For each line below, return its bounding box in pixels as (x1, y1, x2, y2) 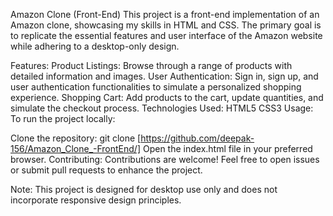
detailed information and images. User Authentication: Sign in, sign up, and (10, 70, 319, 82)
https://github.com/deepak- (140, 132, 255, 144)
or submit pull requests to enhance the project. (10, 164, 203, 176)
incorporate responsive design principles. (10, 194, 182, 206)
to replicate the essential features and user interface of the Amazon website (10, 30, 323, 41)
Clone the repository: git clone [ (10, 132, 142, 144)
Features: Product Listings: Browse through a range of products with (10, 60, 293, 71)
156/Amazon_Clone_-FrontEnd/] (10, 143, 142, 154)
